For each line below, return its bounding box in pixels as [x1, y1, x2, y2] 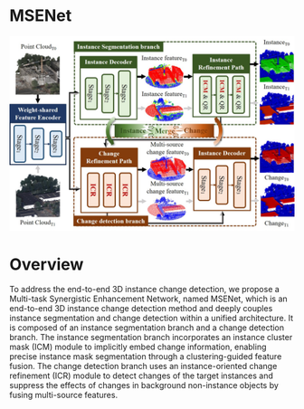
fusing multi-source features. [9, 390, 119, 401]
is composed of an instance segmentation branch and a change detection [9, 322, 285, 333]
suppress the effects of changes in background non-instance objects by [9, 380, 279, 391]
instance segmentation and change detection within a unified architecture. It [9, 313, 294, 324]
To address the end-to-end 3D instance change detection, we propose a [9, 284, 280, 295]
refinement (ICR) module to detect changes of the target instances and [9, 370, 273, 381]
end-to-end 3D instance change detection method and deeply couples [9, 303, 273, 314]
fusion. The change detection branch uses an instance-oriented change [9, 361, 278, 372]
